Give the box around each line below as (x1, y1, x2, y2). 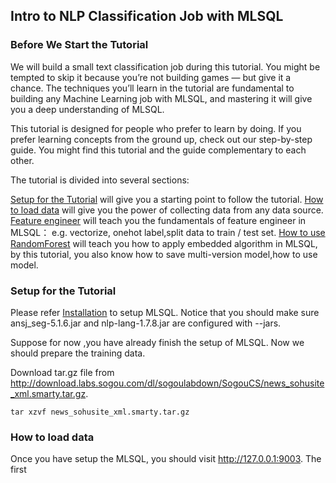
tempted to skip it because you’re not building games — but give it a (10, 71, 292, 83)
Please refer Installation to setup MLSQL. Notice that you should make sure (10, 306, 320, 318)
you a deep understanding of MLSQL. (10, 103, 165, 115)
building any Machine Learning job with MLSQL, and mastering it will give (10, 92, 313, 104)
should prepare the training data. (10, 347, 146, 359)
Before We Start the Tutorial (10, 38, 149, 52)
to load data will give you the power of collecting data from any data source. (10, 204, 324, 216)
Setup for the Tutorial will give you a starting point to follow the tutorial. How (10, 193, 324, 205)
